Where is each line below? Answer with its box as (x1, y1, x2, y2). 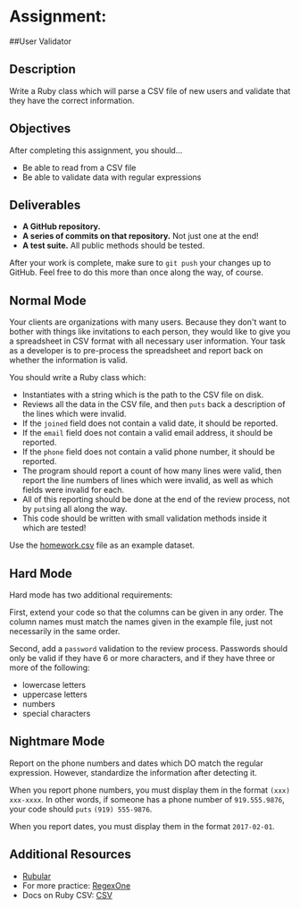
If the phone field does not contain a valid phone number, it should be (21, 446, 275, 457)
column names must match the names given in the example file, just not (9, 616, 273, 627)
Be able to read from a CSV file (21, 162, 137, 173)
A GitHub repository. (21, 221, 101, 232)
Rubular (21, 871, 52, 881)
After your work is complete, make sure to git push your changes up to (9, 258, 271, 268)
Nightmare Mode (9, 734, 105, 749)
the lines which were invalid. (21, 409, 127, 420)
